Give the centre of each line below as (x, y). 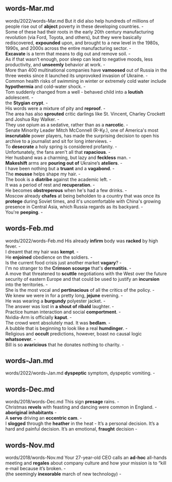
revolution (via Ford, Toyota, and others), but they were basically (73, 37)
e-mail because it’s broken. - (36, 469)
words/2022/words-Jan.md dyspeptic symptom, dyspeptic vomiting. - (80, 373)
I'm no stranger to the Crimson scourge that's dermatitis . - (69, 268)
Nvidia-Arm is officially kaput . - (39, 317)
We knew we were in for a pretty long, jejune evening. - (64, 295)
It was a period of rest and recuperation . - (50, 185)
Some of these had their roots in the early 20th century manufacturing (80, 32)
